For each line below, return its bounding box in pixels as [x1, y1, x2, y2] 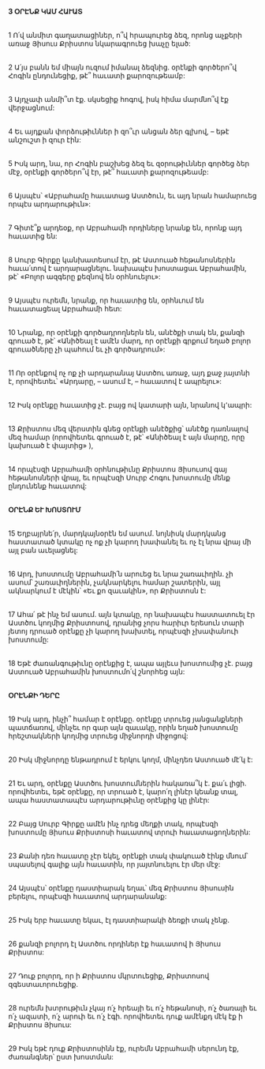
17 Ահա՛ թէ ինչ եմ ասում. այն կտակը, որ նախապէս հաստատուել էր [8, 610, 256, 619]
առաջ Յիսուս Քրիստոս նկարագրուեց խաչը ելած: [8, 39, 191, 48]
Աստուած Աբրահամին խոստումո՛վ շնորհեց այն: [8, 667, 185, 676]
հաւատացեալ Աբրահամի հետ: [8, 304, 122, 313]
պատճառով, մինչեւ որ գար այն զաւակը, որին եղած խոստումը [8, 723, 239, 732]
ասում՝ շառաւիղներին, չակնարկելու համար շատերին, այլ [8, 578, 221, 587]
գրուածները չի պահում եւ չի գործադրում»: [8, 344, 166, 354]
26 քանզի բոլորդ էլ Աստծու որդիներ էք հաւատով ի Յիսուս [8, 939, 222, 948]
